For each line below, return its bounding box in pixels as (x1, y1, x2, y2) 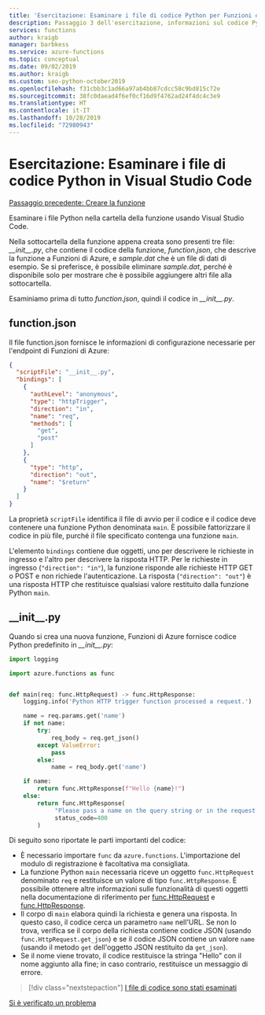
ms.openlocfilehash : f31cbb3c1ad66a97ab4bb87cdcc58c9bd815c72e (9, 84, 221, 93)
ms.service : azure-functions (9, 48, 105, 56)
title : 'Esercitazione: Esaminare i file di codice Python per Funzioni (9, 11, 252, 20)
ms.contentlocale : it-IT (9, 107, 90, 115)
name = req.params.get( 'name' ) (23, 712, 126, 720)
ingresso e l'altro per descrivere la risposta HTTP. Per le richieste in (9, 555, 228, 563)
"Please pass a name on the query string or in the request (54, 806, 256, 814)
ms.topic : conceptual (9, 56, 80, 64)
